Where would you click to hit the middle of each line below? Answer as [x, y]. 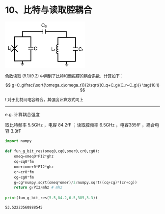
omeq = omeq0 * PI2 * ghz [34, 156]
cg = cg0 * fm [24, 177]
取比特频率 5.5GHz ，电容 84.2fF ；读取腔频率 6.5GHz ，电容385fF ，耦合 [80, 125]
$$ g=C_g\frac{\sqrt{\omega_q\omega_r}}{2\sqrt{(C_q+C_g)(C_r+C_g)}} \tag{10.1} [82, 85]
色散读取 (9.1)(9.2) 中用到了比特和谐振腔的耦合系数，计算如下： [65, 76]
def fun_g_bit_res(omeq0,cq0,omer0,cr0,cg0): [52, 151]
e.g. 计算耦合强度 [23, 114]
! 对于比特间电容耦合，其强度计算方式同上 [44, 99]
